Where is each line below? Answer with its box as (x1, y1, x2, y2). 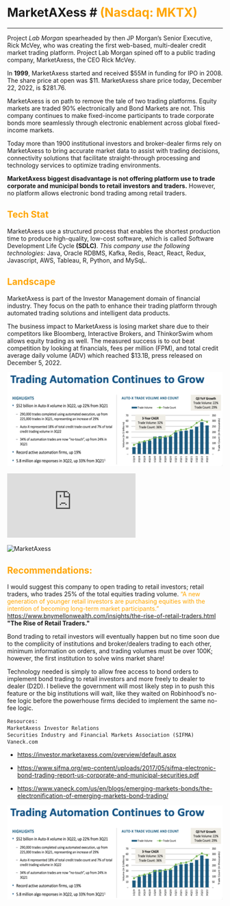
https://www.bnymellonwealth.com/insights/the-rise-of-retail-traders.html (7, 612, 216, 620)
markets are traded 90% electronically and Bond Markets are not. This (7, 104, 205, 112)
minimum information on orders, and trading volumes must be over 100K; (7, 647, 214, 655)
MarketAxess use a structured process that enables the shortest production (7, 227, 221, 235)
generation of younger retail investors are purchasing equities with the (7, 598, 205, 606)
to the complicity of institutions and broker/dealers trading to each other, (7, 639, 212, 648)
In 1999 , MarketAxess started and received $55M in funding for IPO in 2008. (7, 69, 223, 77)
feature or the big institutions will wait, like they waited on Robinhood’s (7, 689, 205, 698)
